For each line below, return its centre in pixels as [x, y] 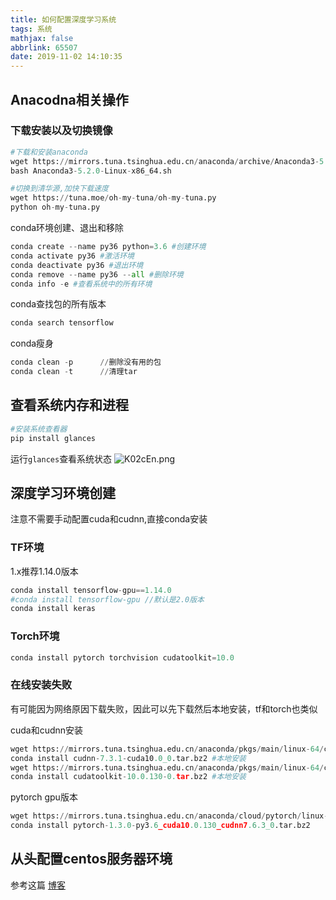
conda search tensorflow [62, 323]
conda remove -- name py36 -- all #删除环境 [97, 274]
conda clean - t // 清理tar [74, 372]
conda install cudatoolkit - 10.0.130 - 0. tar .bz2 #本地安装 [128, 777]
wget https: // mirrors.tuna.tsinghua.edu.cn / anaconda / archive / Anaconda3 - [165, 161]
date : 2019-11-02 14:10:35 [66, 57]
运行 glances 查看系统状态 [61, 458]
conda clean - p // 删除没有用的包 [86, 362]
